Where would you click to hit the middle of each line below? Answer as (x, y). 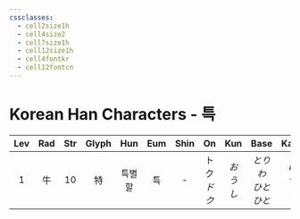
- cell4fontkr (43, 59)
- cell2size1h (43, 26)
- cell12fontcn (46, 68)
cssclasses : (31, 17)
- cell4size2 (42, 34)
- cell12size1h (46, 51)
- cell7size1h (43, 42)
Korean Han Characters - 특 (112, 115)
